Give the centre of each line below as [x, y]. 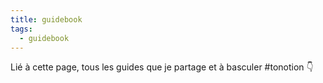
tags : [21, 29]
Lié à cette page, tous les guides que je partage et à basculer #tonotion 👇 [162, 67]
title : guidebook [46, 19]
